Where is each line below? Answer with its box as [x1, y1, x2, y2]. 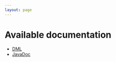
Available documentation [5, 29, 111, 40]
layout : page [5, 7, 32, 13]
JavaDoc [12, 51, 31, 57]
